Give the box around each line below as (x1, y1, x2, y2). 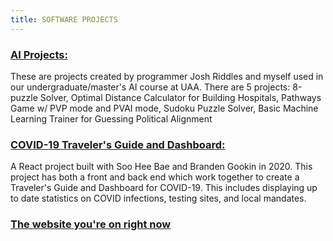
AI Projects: (10, 47, 68, 61)
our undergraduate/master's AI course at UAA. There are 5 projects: (10, 81, 291, 93)
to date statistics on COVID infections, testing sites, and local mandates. (10, 192, 307, 205)
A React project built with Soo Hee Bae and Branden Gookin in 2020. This (10, 161, 313, 173)
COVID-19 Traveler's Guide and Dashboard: (10, 137, 226, 151)
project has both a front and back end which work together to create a (10, 171, 300, 183)
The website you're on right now (10, 217, 172, 231)
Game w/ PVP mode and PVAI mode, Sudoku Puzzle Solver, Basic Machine (10, 102, 319, 114)
